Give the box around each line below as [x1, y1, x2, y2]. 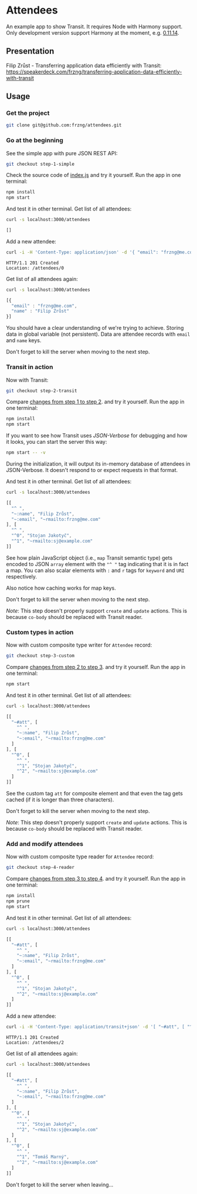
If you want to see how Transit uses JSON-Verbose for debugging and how [6, 432, 188, 439]
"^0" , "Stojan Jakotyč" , [11, 533, 72, 539]
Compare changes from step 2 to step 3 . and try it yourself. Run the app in [6, 663, 186, 670]
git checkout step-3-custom [6, 653, 75, 659]
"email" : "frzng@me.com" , [11, 303, 77, 309]
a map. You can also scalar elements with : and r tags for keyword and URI [6, 567, 185, 574]
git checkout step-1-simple [6, 161, 75, 167]
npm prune [6, 898, 30, 904]
